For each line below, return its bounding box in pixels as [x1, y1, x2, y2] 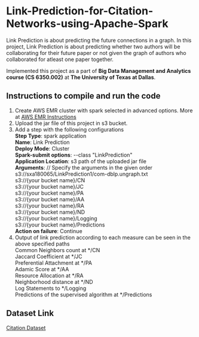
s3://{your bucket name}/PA [14, 189, 84, 197]
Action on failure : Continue [14, 227, 82, 234]
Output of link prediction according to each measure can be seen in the [14, 234, 191, 241]
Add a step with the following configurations [14, 125, 124, 133]
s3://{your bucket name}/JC [14, 183, 84, 190]
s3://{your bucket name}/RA [14, 202, 85, 209]
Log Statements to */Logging [14, 284, 87, 292]
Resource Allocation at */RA [14, 272, 84, 279]
